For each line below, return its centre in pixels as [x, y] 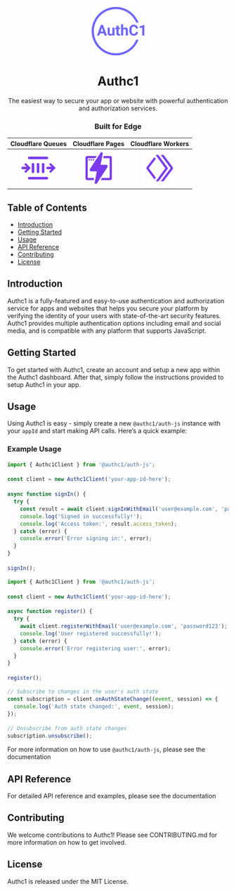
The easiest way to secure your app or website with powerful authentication [118, 100]
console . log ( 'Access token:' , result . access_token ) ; [99, 524]
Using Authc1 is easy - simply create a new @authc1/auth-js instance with [114, 423]
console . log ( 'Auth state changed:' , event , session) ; [94, 706]
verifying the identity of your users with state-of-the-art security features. [114, 315]
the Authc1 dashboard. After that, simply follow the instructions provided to [116, 377]
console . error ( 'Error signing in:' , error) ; [86, 539]
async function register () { [50, 612]
